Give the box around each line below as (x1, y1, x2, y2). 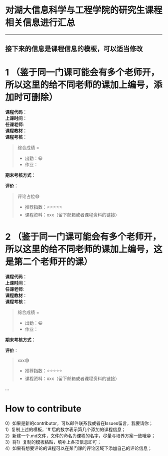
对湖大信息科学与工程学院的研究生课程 (5, 4, 163, 16)
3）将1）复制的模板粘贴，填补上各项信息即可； (5, 439, 102, 445)
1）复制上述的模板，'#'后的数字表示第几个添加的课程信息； (5, 426, 126, 432)
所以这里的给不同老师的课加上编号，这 (5, 243, 163, 255)
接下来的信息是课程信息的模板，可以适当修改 (5, 44, 143, 53)
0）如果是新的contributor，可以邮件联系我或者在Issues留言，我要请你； (5, 420, 154, 426)
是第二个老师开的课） (5, 256, 93, 267)
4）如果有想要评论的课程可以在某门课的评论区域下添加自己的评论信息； (5, 445, 153, 451)
